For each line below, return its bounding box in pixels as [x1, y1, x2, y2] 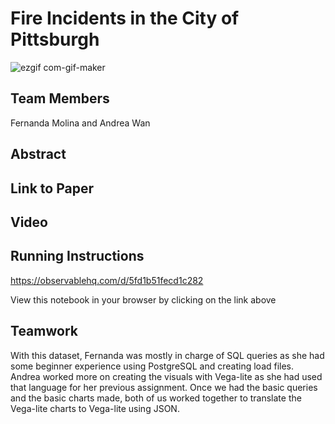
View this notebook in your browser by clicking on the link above [10, 293, 277, 306]
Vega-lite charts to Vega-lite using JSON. [10, 402, 180, 414]
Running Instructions [10, 248, 145, 265]
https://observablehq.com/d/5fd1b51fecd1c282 [10, 274, 204, 286]
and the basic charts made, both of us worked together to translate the [10, 392, 302, 404]
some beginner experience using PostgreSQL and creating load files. [10, 360, 295, 372]
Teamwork [10, 323, 78, 340]
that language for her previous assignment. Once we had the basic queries [10, 381, 318, 393]
